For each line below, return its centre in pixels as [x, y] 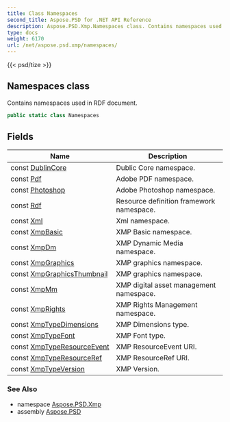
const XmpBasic [37, 232]
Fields [21, 137]
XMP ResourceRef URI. [153, 358]
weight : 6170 [26, 39]
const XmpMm [34, 289]
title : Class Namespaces [42, 13]
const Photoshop [38, 190]
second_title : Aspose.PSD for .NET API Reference [79, 20]
